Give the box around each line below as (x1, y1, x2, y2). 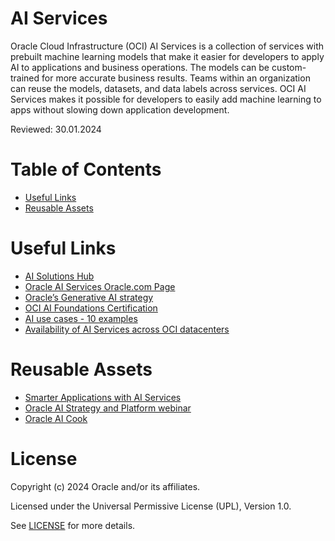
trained (10, 72, 40, 84)
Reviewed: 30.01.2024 (10, 123, 102, 135)
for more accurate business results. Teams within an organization (41, 72, 311, 84)
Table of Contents (10, 158, 162, 181)
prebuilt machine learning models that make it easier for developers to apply (10, 50, 325, 62)
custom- (271, 61, 307, 73)
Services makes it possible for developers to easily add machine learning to (10, 93, 322, 105)
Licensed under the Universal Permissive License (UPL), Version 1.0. (10, 500, 292, 512)
